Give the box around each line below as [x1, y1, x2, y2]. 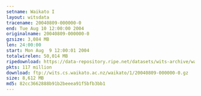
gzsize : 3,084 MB [6, 36, 50, 42]
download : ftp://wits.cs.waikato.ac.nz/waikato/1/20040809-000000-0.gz [6, 70, 188, 76]
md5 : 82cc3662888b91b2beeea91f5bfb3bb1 [6, 81, 106, 87]
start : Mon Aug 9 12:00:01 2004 [6, 48, 90, 54]
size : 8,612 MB [6, 75, 44, 81]
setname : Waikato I [6, 8, 55, 15]
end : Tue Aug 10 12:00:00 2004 [6, 25, 84, 32]
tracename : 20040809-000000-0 [6, 20, 82, 26]
